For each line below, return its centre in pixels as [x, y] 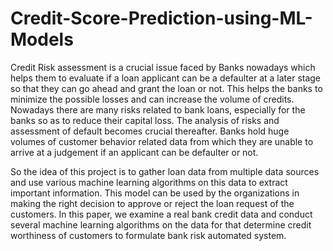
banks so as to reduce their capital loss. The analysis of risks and [145, 120]
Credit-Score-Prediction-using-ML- [161, 18]
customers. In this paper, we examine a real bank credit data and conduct [161, 214]
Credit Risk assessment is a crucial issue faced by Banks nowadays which [163, 67]
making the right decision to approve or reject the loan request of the [152, 203]
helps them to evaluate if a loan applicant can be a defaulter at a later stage [166, 78]
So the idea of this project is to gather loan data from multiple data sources [165, 171]
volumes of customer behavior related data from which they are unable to [162, 141]
